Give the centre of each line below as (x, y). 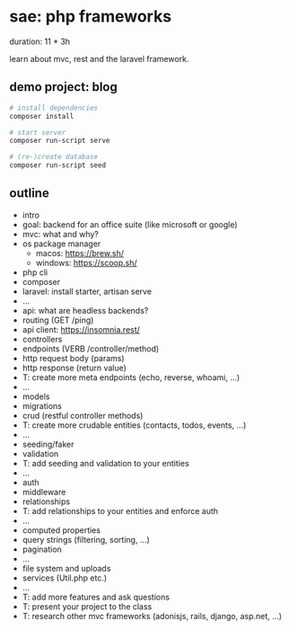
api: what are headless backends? (85, 310)
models (36, 396)
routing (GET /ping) (58, 320)
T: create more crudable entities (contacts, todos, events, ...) (134, 425)
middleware (44, 492)
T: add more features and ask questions (96, 597)
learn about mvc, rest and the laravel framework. (99, 58)
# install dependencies (54, 108)
